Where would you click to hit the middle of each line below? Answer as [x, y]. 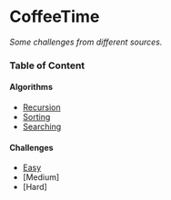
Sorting [36, 117]
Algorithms [31, 87]
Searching [42, 127]
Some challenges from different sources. [86, 42]
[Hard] [35, 187]
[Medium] [41, 177]
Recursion [41, 107]
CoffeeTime [55, 17]
